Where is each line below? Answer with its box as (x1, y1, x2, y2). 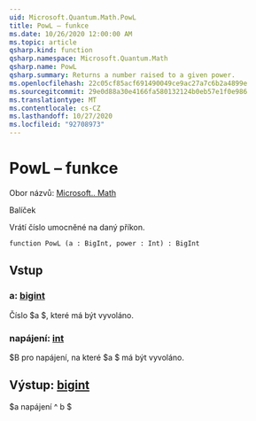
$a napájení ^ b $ (9, 401, 73, 412)
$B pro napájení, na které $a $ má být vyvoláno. (9, 352, 184, 363)
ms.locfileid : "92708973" (9, 121, 105, 129)
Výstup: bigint (9, 378, 90, 393)
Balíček (9, 205, 36, 215)
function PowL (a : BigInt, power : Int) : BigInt (9, 238, 200, 248)
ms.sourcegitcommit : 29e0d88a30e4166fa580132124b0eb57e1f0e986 (9, 87, 248, 96)
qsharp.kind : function (9, 46, 93, 55)
